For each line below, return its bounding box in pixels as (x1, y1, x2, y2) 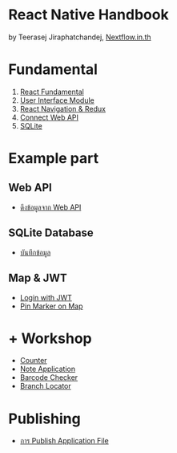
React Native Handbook (8, 6, 170, 24)
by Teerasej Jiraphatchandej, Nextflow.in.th (8, 32, 151, 42)
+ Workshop (8, 329, 92, 347)
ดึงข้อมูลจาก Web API (19, 202, 82, 212)
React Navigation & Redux (19, 104, 107, 113)
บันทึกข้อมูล (19, 247, 51, 257)
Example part (8, 149, 99, 168)
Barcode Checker (19, 373, 78, 382)
